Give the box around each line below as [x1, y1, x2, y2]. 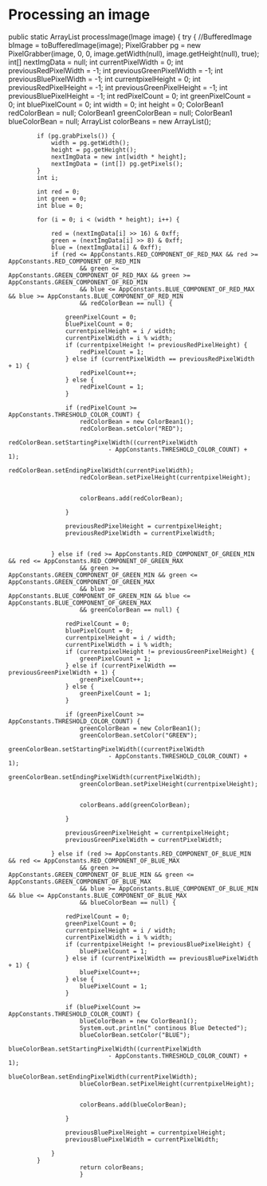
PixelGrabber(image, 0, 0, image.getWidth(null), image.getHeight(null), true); [8, 49, 260, 58]
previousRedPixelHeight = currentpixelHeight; [65, 522, 223, 530]
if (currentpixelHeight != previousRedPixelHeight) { [65, 341, 248, 349]
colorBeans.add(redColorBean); [79, 494, 183, 503]
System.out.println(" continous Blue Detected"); [79, 1024, 248, 1032]
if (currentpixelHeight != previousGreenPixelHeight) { [65, 648, 255, 656]
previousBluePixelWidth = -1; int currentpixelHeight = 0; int [8, 74, 201, 84]
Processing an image [8, 6, 150, 24]
